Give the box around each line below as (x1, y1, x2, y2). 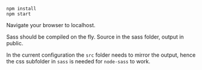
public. (6, 40, 24, 46)
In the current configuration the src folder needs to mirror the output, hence (6, 51, 196, 59)
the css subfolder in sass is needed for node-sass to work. (6, 58, 150, 65)
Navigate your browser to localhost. (6, 22, 96, 28)
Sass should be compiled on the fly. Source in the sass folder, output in (6, 33, 184, 40)
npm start (6, 11, 32, 17)
